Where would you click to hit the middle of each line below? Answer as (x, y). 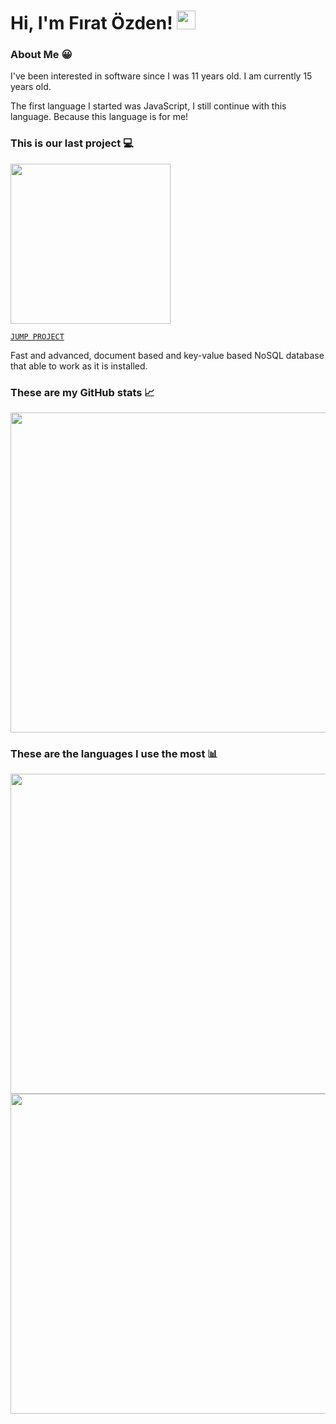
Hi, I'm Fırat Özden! (91, 23)
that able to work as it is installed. (79, 366)
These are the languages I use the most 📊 (114, 753)
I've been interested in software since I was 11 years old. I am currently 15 (161, 76)
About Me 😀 (41, 55)
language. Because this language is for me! (99, 117)
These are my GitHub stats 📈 (82, 392)
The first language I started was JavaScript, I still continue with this (148, 106)
